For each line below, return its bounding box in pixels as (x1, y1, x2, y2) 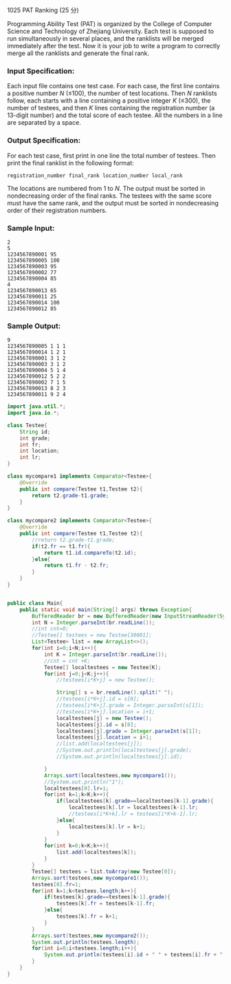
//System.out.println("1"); (43, 778, 125, 786)
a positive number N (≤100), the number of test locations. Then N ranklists (7, 89, 218, 98)
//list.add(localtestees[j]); (56, 740, 143, 748)
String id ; (19, 428, 51, 435)
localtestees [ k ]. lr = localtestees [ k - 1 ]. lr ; (68, 804, 199, 811)
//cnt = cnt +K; (43, 657, 91, 664)
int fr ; (19, 441, 41, 448)
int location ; (19, 447, 60, 455)
